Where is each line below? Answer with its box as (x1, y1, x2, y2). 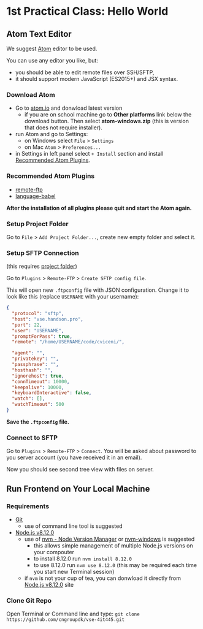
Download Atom (6, 90, 55, 99)
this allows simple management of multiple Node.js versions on (33, 541, 193, 549)
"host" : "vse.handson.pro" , (12, 316, 84, 322)
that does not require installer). (24, 124, 102, 131)
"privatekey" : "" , (12, 356, 59, 362)
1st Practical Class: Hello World (6, 4, 169, 18)
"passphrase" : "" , (12, 362, 59, 368)
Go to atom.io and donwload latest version (15, 104, 123, 112)
